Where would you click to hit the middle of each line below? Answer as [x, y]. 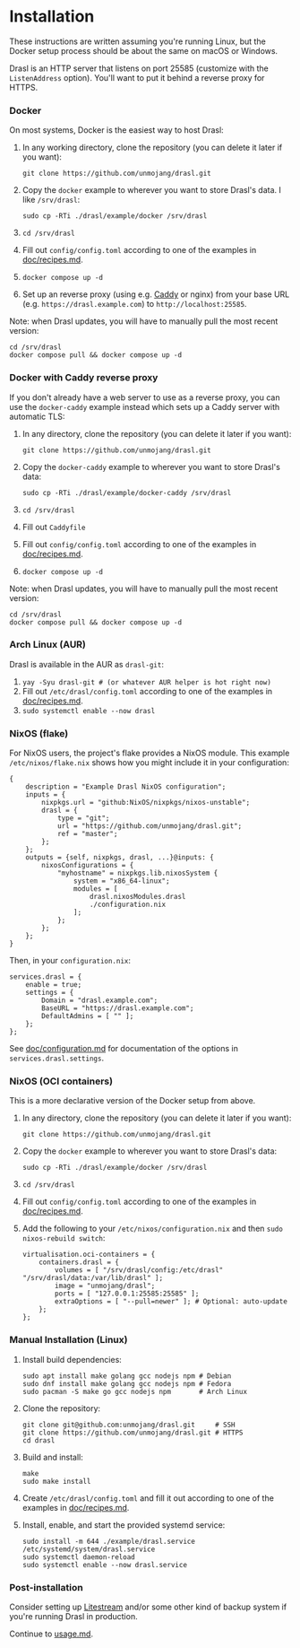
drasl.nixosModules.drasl [137, 897]
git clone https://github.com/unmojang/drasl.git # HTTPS [133, 1433]
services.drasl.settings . [57, 1058]
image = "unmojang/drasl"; [105, 1286]
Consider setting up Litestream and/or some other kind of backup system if [148, 1607]
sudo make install [56, 1481]
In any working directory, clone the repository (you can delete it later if [152, 148]
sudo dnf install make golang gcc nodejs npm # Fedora [127, 1383]
